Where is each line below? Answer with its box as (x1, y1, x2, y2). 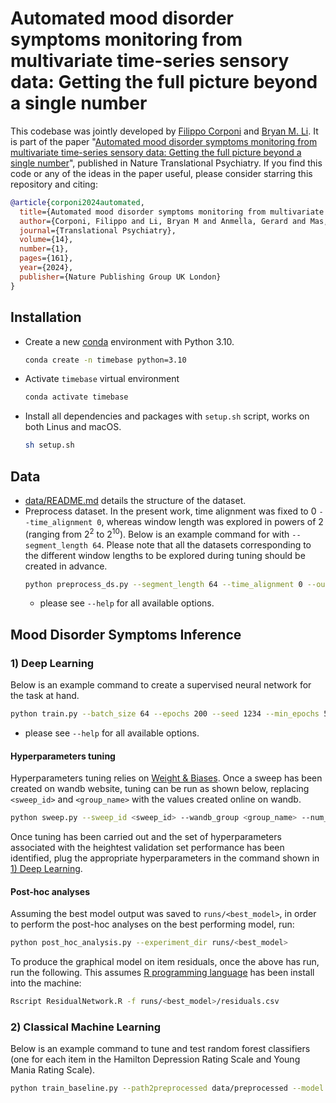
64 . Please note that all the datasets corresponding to (92, 538, 312, 551)
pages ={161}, (19, 253, 74, 264)
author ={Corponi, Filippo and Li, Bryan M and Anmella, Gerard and (19, 216, 307, 226)
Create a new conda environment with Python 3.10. (24, 335, 235, 347)
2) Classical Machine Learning (10, 1020, 162, 1034)
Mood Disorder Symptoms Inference (10, 626, 242, 643)
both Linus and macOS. (24, 421, 122, 433)
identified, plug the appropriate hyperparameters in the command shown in (10, 852, 320, 864)
